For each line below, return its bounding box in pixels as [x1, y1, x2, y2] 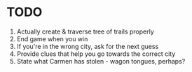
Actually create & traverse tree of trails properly [16, 27, 155, 36]
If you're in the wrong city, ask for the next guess [16, 42, 159, 50]
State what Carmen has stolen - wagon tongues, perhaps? [16, 57, 186, 65]
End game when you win [16, 34, 88, 43]
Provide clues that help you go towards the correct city [16, 50, 176, 58]
